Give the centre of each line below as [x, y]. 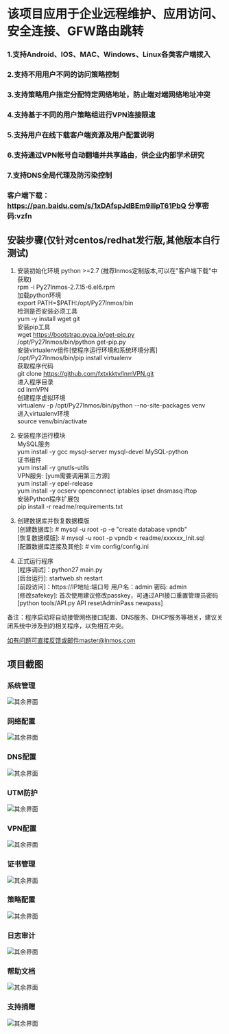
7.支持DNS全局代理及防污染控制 [60, 175]
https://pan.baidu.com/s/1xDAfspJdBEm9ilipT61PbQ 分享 [105, 205]
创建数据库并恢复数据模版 [53, 521]
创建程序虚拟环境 [41, 398]
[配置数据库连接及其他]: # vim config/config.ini [83, 547]
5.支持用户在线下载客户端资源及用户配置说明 [81, 134]
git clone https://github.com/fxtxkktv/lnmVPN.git [85, 374]
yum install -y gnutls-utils [53, 468]
